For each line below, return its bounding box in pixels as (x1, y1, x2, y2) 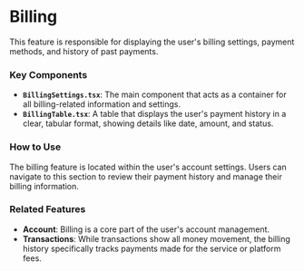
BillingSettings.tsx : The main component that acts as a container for (22, 89, 288, 101)
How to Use (9, 140, 62, 153)
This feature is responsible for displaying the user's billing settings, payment (9, 36, 295, 47)
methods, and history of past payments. (9, 45, 159, 56)
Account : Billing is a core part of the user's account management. (22, 224, 270, 235)
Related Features (9, 203, 86, 216)
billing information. (9, 180, 80, 191)
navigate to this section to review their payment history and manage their (9, 170, 283, 182)
